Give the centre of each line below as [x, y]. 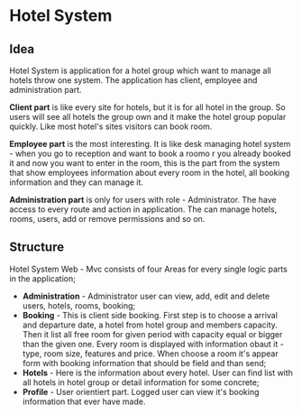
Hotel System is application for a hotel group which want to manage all [141, 70]
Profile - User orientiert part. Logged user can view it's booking [141, 391]
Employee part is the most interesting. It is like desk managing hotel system [150, 144]
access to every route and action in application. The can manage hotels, [143, 209]
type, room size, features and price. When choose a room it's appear [150, 354]
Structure [37, 248]
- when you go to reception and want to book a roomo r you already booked [150, 153]
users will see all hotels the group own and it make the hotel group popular [148, 117]
